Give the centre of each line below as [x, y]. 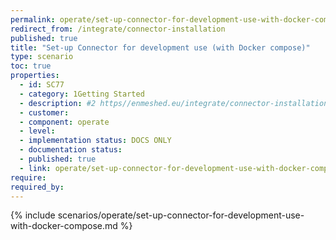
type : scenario [42, 57]
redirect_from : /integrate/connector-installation [118, 29]
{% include [33, 215]
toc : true [31, 66]
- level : [37, 131]
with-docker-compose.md [64, 226]
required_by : [37, 187]
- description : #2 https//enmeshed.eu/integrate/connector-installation [174, 103]
